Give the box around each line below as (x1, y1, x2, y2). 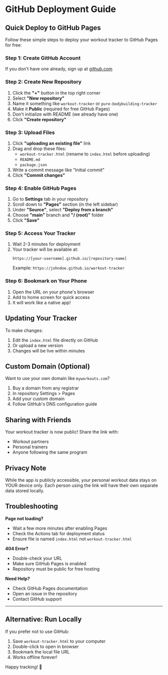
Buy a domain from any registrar (12, 385, 79, 391)
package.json (19, 162, 47, 167)
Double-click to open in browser (12, 643, 79, 649)
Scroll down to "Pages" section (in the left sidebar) (12, 201, 118, 207)
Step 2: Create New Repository (5, 79, 81, 86)
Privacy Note (5, 464, 46, 472)
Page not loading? (5, 515, 43, 521)
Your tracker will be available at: (12, 246, 78, 252)
